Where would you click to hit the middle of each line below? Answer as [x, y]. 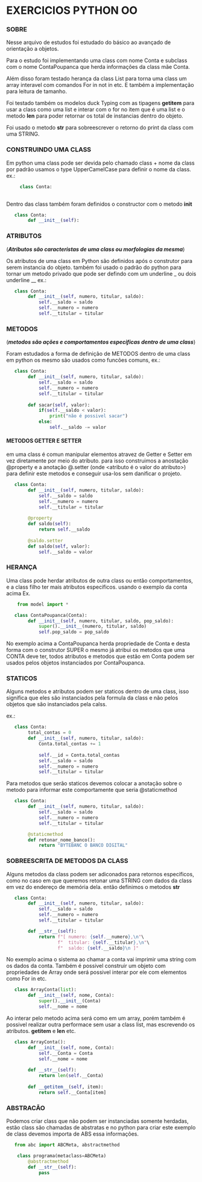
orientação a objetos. [33, 49]
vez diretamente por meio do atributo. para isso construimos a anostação [97, 461]
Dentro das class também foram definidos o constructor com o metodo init [99, 204]
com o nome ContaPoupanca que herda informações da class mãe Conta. [98, 67]
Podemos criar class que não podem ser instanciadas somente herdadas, [97, 1121]
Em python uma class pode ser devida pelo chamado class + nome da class [100, 163]
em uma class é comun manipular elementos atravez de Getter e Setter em [99, 454]
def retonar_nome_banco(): [62, 840]
